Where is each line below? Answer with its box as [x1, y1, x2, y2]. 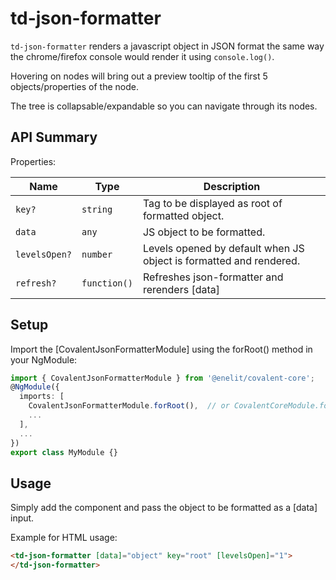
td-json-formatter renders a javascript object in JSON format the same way [10, 40, 325, 52]
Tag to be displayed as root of [142, 196, 283, 210]
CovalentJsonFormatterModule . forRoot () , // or [28, 401, 230, 411]
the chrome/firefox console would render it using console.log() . [10, 50, 275, 62]
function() [81, 277, 133, 289]
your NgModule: [10, 353, 78, 366]
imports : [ [19, 392, 65, 402]
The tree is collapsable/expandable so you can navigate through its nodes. [10, 100, 318, 112]
